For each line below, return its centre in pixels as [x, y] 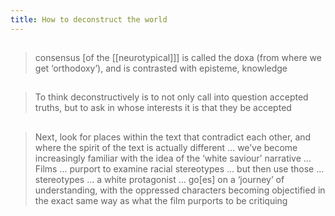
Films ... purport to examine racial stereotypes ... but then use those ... [179, 168]
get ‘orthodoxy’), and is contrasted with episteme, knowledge [161, 68]
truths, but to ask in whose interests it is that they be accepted [163, 108]
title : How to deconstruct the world [89, 19]
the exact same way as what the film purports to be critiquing [161, 200]
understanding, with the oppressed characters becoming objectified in [180, 190]
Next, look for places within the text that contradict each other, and [173, 137]
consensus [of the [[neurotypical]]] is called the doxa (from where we [178, 58]
